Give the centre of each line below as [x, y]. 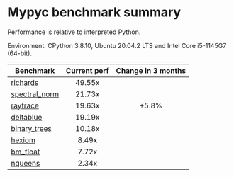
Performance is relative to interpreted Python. [74, 32]
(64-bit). [19, 53]
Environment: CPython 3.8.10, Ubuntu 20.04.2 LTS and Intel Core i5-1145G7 [117, 45]
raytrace [25, 105]
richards [25, 82]
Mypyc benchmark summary [94, 12]
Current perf [88, 70]
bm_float [26, 152]
